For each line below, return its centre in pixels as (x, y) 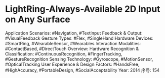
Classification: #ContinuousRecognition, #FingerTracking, (64, 54)
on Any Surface (38, 19)
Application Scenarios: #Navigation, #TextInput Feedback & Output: (74, 33)
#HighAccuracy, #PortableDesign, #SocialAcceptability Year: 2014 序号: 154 (82, 70)
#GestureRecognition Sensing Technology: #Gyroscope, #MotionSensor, (79, 59)
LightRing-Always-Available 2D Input (83, 9)
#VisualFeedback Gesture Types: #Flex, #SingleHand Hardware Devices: (79, 38)
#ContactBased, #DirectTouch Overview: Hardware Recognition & (72, 49)
